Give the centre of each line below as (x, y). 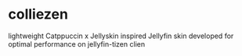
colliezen (38, 14)
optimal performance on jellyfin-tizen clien (77, 44)
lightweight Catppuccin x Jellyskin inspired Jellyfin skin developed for (121, 36)
